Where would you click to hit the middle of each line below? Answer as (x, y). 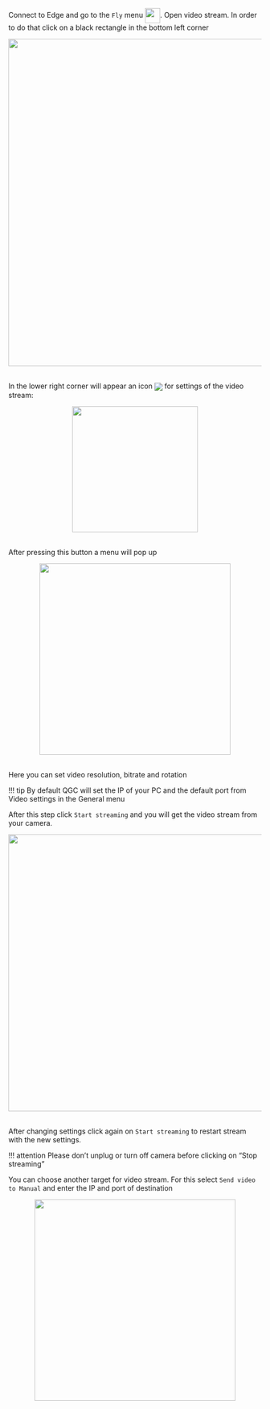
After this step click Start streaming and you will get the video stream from (133, 814)
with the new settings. (45, 1140)
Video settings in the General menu (67, 799)
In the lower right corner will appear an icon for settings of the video (126, 386)
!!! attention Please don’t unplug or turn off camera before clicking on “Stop (133, 1155)
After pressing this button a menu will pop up (83, 553)
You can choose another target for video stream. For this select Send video (132, 1179)
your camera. (31, 823)
